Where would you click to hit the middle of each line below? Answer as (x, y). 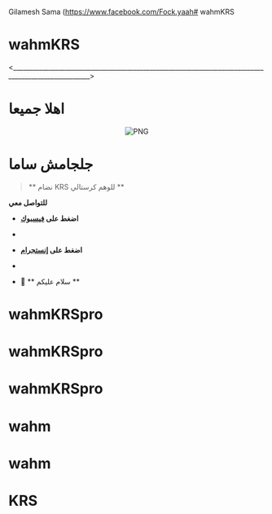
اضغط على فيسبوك (49, 218)
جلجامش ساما (51, 164)
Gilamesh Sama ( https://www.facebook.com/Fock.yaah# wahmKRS (121, 12)
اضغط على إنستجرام (51, 250)
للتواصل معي (28, 202)
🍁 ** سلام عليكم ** (50, 281)
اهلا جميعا (37, 109)
